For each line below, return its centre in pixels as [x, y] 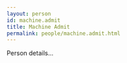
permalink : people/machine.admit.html [64, 33]
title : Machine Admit [38, 27]
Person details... [30, 53]
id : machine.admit [34, 20]
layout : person [29, 14]
